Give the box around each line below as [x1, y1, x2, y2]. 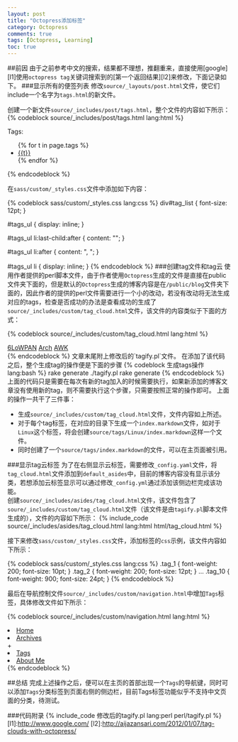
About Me [16, 656, 45, 665]
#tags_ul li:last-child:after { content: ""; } [7, 234, 125, 242]
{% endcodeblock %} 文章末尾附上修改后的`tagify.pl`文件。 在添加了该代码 [7, 352, 225, 360]
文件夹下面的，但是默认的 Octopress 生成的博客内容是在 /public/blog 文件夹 [7, 280, 223, 288]
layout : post [7, 10, 46, 18]
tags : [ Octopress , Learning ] [7, 37, 93, 44]
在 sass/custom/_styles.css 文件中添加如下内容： [7, 185, 149, 192]
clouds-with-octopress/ [7, 727, 76, 735]
